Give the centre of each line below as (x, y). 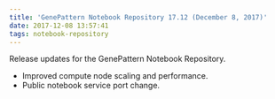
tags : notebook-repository (59, 34)
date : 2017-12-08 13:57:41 (59, 26)
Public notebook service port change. (91, 86)
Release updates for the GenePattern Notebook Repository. (118, 59)
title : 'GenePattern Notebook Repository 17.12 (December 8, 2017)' (138, 17)
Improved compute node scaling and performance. (115, 76)
